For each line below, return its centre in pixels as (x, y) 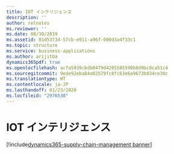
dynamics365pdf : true (33, 62)
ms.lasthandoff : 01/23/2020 (42, 90)
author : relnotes (28, 23)
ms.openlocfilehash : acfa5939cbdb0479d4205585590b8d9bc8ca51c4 (87, 68)
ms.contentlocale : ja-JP (37, 85)
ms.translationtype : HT (36, 79)
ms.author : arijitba (32, 57)
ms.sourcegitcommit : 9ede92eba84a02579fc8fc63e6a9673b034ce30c (87, 73)
